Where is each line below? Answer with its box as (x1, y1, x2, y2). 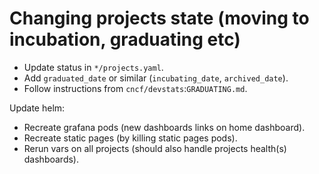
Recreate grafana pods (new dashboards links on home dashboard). (23, 121, 306, 133)
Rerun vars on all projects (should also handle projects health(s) (23, 142, 287, 154)
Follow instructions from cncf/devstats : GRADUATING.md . (23, 82, 248, 94)
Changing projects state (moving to (9, 7, 310, 30)
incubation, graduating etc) (9, 28, 241, 51)
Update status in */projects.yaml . (23, 61, 164, 73)
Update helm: (9, 102, 66, 114)
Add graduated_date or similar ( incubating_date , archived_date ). (23, 72, 289, 84)
